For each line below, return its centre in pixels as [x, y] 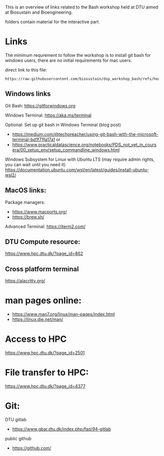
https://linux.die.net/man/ [38, 319]
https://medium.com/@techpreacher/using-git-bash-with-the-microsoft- [85, 134]
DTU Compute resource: [43, 241]
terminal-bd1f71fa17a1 [33, 139]
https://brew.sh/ [28, 217]
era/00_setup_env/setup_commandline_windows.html [66, 150]
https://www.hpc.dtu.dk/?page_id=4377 [45, 386]
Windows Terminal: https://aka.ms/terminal [48, 115]
